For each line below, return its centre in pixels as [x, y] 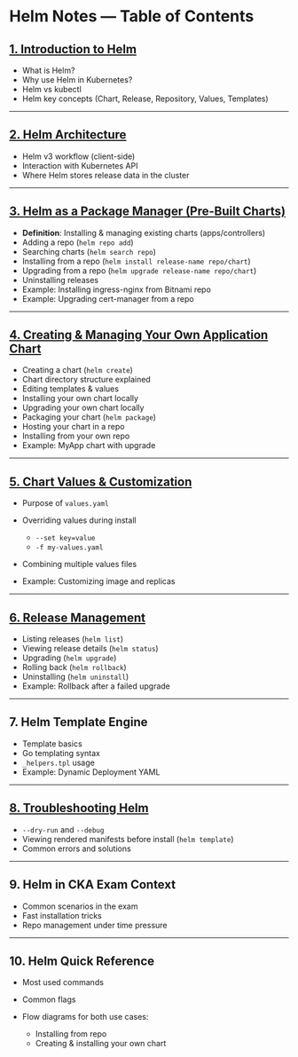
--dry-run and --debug [63, 829]
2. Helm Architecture [68, 135]
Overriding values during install [79, 520]
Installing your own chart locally [80, 398]
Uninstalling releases [60, 280]
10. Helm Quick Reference [82, 961]
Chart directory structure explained [86, 380]
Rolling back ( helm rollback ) [74, 667]
